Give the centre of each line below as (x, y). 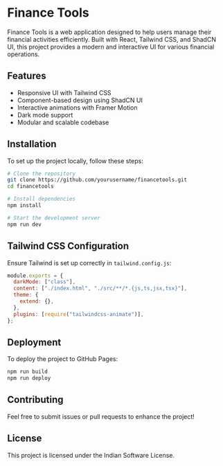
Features (27, 76)
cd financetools (30, 186)
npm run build (28, 372)
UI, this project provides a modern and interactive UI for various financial (111, 47)
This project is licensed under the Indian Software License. (91, 455)
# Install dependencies (42, 199)
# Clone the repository (42, 174)
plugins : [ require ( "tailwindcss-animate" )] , (79, 314)
